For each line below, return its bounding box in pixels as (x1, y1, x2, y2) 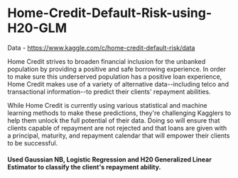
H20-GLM (7, 20, 67, 36)
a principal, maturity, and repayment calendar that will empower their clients (7, 131, 230, 140)
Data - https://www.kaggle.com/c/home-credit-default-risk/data (7, 43, 195, 52)
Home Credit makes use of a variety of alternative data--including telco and (7, 79, 229, 88)
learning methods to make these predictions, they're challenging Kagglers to (7, 109, 232, 117)
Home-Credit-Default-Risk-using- (7, 5, 212, 21)
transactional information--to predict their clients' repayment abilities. (7, 87, 211, 96)
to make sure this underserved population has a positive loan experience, (7, 72, 222, 81)
